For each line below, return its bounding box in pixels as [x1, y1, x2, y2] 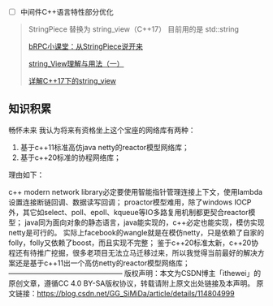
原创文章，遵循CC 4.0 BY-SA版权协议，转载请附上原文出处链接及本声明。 [8, 278, 255, 288]
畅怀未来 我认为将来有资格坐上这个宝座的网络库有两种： [8, 125, 196, 135]
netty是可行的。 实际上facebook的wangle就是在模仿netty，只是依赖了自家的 [8, 227, 265, 237]
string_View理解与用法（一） [28, 59, 124, 69]
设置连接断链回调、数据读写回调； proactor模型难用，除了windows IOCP [8, 197, 252, 207]
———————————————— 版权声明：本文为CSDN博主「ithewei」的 [8, 268, 262, 278]
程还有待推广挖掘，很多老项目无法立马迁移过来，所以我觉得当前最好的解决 [8, 248, 258, 257]
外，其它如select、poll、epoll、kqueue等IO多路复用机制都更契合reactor [8, 207, 249, 217]
